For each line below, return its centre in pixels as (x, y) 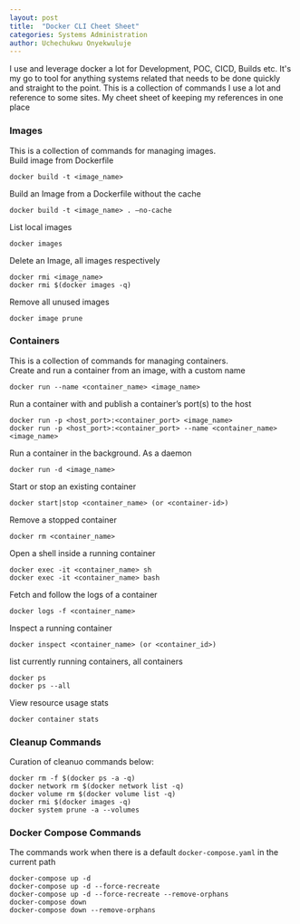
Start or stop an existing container (73, 486)
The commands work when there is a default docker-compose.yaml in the (144, 852)
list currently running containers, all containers (96, 661)
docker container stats (54, 719)
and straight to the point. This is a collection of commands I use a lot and (145, 88)
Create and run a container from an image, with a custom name (128, 370)
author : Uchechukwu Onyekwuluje (70, 43)
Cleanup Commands (55, 742)
